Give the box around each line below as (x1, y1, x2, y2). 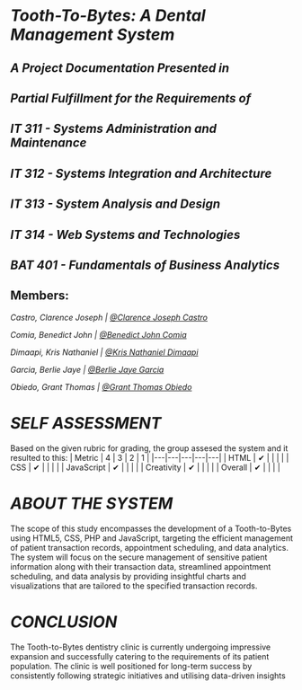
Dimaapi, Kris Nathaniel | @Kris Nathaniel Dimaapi (10, 347, 199, 358)
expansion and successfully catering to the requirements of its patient (10, 650, 270, 661)
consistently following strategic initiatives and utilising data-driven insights (10, 670, 286, 681)
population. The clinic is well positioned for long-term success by (10, 660, 253, 671)
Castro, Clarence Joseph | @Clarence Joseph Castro (10, 312, 208, 323)
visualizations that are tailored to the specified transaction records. (10, 580, 258, 591)
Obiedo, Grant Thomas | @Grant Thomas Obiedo (10, 381, 192, 392)
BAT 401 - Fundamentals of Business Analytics (10, 257, 280, 272)
